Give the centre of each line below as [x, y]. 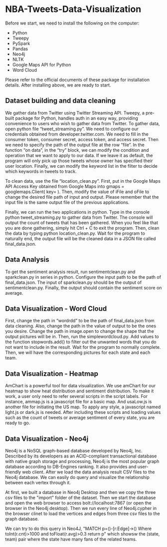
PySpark [21, 43]
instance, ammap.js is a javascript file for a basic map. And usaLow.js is [79, 402]
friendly [13, 472]
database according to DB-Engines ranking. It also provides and [71, 467]
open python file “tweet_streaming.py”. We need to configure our [72, 129]
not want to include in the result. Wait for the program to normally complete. [83, 347]
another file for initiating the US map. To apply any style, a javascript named [83, 407]
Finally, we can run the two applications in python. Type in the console [77, 212]
